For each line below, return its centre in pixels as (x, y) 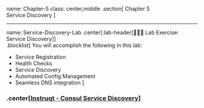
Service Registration (40, 57)
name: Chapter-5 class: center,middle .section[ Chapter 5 (78, 9)
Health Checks (34, 63)
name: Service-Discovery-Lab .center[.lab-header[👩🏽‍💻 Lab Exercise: (93, 32)
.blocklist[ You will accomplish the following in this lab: (74, 45)
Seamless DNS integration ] (49, 83)
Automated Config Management (55, 76)
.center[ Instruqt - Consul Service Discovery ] (74, 98)
